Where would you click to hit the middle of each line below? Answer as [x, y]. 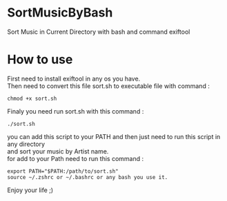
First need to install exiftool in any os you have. [74, 78]
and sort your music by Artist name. [58, 151]
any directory [26, 144]
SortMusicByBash [60, 13]
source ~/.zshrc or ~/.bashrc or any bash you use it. [88, 177]
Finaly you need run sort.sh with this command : [76, 111]
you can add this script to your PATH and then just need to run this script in [114, 136]
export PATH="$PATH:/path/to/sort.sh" [63, 171]
